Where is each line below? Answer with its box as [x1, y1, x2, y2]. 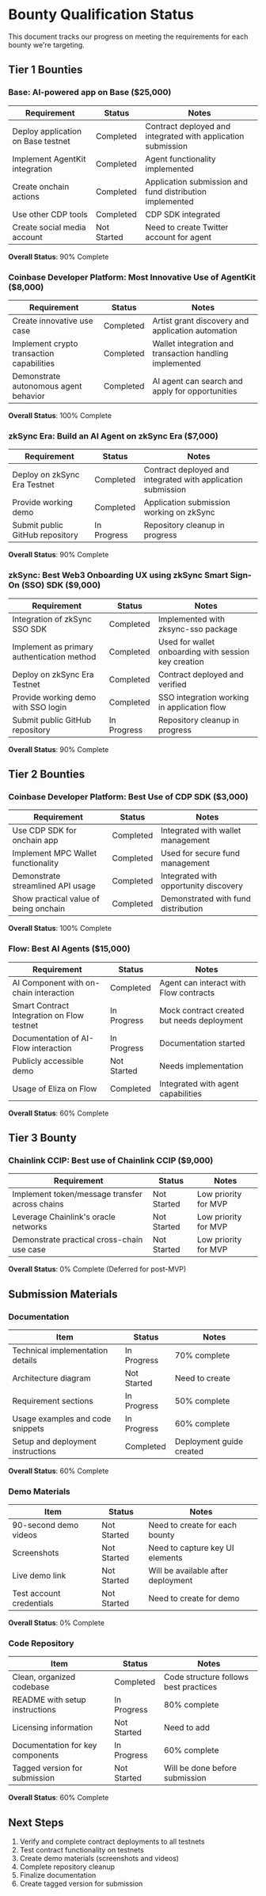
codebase [12, 1681, 50, 1693]
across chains [12, 1199, 65, 1210]
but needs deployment [159, 1015, 244, 1026]
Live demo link [12, 1570, 66, 1581]
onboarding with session [158, 646, 250, 657]
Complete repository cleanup [19, 1862, 116, 1871]
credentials [12, 1598, 54, 1609]
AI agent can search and [152, 375, 243, 386]
